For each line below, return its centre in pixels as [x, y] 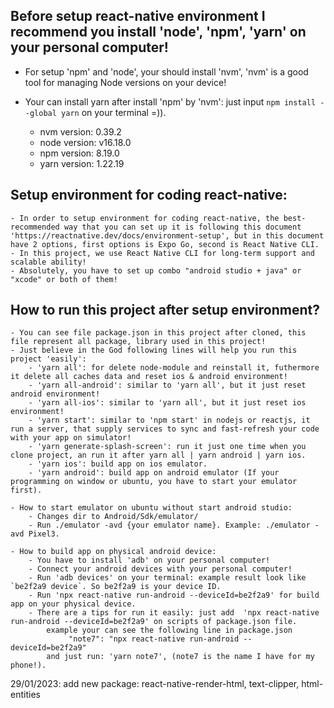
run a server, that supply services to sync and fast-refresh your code [165, 429]
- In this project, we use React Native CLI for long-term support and [162, 253]
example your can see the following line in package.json [169, 630]
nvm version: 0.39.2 [80, 131]
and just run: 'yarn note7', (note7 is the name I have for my [180, 657]
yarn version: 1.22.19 [82, 163]
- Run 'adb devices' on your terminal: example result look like [167, 578]
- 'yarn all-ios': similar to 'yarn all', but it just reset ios [167, 403]
